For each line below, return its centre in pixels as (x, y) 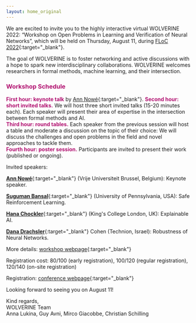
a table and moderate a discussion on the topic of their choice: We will (91, 130)
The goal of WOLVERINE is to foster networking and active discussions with (98, 58)
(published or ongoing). (35, 155)
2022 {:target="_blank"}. (35, 47)
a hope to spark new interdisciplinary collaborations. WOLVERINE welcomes (98, 65)
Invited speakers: (27, 167)
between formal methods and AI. (46, 118)
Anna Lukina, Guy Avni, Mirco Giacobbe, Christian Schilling (77, 314)
